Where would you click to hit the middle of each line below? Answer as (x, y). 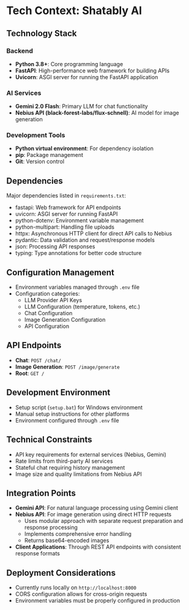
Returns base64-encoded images (67, 541)
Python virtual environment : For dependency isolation (84, 148)
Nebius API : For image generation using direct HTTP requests (93, 514)
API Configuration (46, 326)
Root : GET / (30, 373)
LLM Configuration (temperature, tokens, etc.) (82, 307)
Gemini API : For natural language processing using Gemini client (97, 508)
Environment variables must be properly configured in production (98, 601)
